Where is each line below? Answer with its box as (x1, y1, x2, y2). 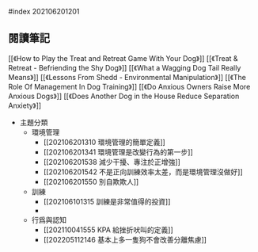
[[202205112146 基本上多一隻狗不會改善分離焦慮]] (43, 235, 207, 244)
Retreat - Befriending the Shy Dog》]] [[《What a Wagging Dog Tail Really (8, 63, 241, 72)
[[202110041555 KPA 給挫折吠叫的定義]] (43, 225, 174, 235)
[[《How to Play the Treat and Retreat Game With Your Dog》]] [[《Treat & (8, 53, 239, 63)
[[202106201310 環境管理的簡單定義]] (43, 137, 166, 147)
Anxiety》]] (8, 101, 42, 110)
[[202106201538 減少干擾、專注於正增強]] (43, 157, 180, 166)
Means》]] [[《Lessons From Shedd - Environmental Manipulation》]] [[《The (8, 72, 247, 82)
